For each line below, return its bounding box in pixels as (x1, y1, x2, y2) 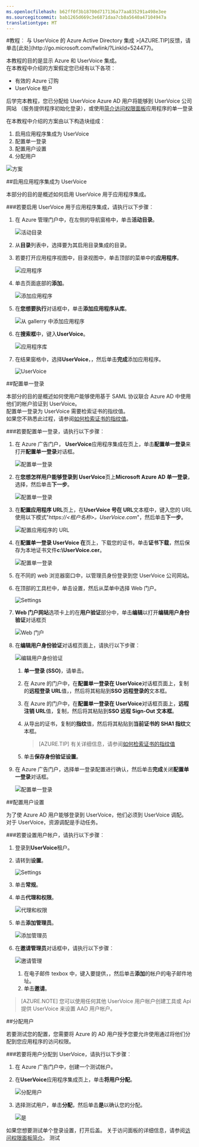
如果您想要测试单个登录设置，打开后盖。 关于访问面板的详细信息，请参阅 (6, 1127, 185, 1134)
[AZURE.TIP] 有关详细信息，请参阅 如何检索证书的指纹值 (38, 740, 176, 747)
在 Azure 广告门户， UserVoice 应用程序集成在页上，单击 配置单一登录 (14, 440, 186, 448)
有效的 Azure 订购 (14, 77, 59, 84)
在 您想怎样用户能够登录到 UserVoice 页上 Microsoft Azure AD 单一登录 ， (14, 473, 193, 481)
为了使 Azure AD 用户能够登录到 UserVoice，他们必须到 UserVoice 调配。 (6, 811, 187, 818)
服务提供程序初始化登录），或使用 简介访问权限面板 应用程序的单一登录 (23, 105, 193, 112)
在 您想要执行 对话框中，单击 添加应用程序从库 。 (14, 305, 130, 312)
